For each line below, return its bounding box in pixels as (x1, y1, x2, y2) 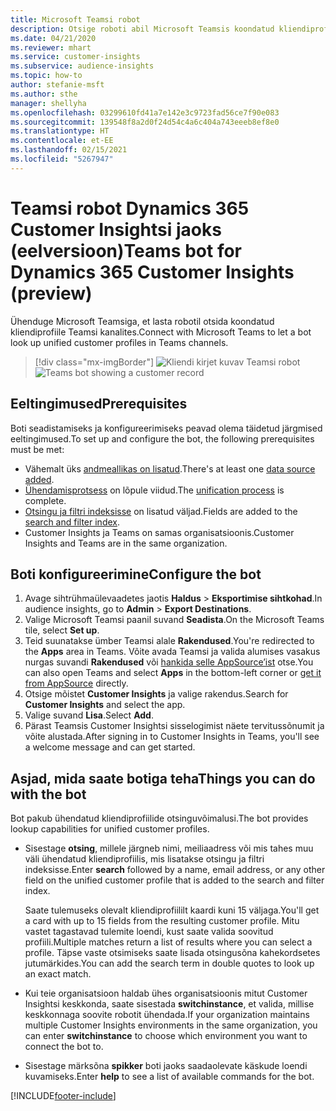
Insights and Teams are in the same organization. (24, 537, 228, 549)
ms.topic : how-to (10, 71, 83, 81)
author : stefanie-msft (10, 80, 105, 90)
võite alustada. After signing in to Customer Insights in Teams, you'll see (24, 731, 320, 743)
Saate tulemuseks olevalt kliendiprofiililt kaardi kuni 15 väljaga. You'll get (24, 904, 320, 916)
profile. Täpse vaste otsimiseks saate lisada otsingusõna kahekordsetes (24, 947, 321, 959)
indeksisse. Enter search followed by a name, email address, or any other (24, 864, 326, 876)
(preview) (10, 282, 93, 305)
